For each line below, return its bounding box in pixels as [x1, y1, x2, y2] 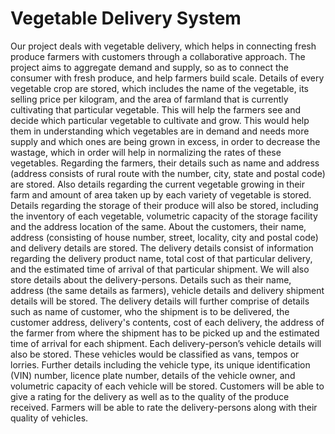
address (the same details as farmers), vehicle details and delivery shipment [10, 284, 325, 296]
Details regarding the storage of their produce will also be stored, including [10, 199, 319, 211]
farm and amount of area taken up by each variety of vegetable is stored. [10, 188, 312, 201]
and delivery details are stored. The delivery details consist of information [10, 242, 314, 254]
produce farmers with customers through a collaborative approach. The [10, 50, 306, 62]
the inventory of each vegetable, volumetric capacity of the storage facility [10, 210, 318, 222]
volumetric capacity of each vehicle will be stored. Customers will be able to [10, 380, 325, 392]
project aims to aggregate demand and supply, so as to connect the [10, 61, 290, 73]
